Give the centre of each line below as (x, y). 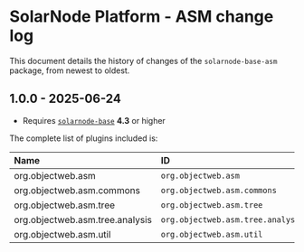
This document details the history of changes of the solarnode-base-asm (143, 61)
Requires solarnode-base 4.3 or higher (94, 120)
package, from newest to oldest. (70, 70)
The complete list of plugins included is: (84, 138)
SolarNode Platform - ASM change (142, 17)
